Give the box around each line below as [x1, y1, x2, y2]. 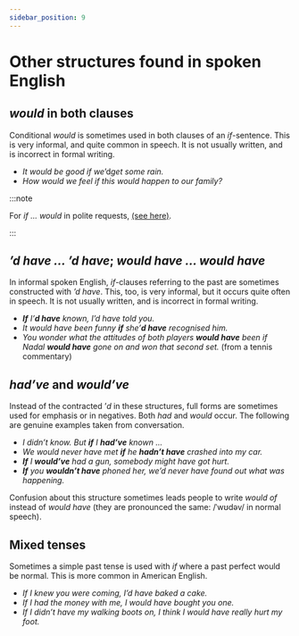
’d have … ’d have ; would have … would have [9, 254, 266, 269]
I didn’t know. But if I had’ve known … [21, 437, 163, 448]
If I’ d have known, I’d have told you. [21, 314, 154, 324]
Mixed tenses [9, 537, 87, 552]
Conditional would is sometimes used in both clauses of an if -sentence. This [9, 130, 290, 140]
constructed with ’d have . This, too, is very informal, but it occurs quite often [9, 287, 291, 297]
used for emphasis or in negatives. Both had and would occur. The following [9, 410, 290, 421]
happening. [21, 475, 65, 486]
